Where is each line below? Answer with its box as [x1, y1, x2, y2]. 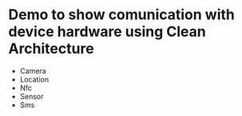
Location [19, 74, 50, 84]
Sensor [19, 91, 44, 101]
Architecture [8, 40, 94, 58]
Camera [19, 66, 46, 75]
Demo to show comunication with [8, 6, 236, 24]
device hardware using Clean [8, 22, 206, 41]
